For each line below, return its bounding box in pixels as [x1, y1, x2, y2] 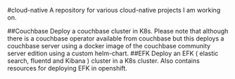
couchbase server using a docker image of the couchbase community [7, 42, 211, 50]
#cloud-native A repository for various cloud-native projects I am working [7, 6, 221, 14]
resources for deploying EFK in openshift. [7, 64, 128, 72]
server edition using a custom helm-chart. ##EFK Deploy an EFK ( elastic [7, 49, 219, 57]
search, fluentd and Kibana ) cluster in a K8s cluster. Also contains [7, 57, 201, 65]
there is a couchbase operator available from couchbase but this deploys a [7, 34, 224, 43]
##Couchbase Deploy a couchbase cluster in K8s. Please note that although [7, 27, 229, 35]
